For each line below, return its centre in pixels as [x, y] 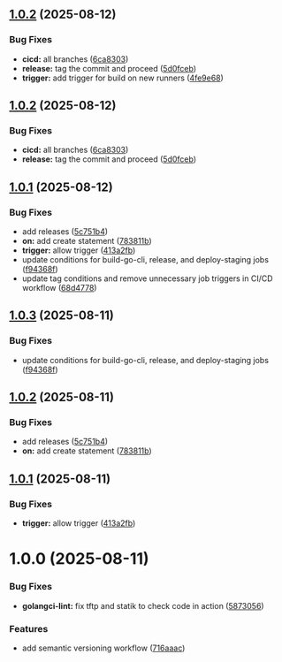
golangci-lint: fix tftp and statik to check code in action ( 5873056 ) [143, 605]
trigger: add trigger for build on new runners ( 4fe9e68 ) [122, 78]
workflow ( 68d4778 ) [59, 288]
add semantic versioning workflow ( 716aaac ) [103, 648]
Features [29, 628]
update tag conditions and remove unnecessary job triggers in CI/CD [147, 278]
